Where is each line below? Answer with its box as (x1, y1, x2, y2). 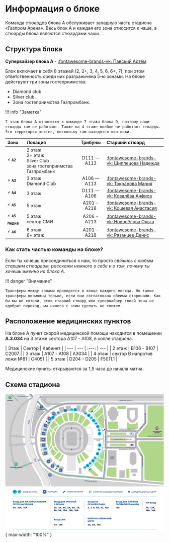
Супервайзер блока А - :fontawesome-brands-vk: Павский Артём (5, 58, 147, 64)
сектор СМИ (26, 219, 54, 224)
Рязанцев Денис (114, 232, 149, 238)
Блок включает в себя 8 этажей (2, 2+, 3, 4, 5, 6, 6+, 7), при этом (5, 68, 145, 74)
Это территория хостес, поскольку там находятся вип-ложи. (5, 129, 132, 134)
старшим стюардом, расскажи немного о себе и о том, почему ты (5, 262, 150, 269)
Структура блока (5, 45, 63, 53)
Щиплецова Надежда (114, 160, 160, 166)
